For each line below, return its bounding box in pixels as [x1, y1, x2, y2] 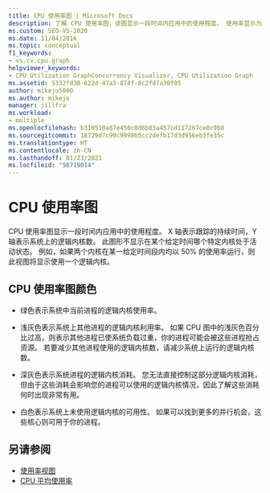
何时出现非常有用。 [19, 389, 84, 399]
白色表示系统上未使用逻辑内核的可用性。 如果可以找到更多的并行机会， [19, 407, 255, 417]
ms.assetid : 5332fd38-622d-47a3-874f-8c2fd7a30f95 [8, 79, 182, 87]
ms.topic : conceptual [8, 42, 81, 50]
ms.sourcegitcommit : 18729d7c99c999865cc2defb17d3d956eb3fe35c [8, 131, 225, 139]
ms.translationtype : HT [8, 138, 88, 147]
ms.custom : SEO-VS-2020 [8, 27, 88, 35]
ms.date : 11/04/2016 [8, 34, 78, 43]
